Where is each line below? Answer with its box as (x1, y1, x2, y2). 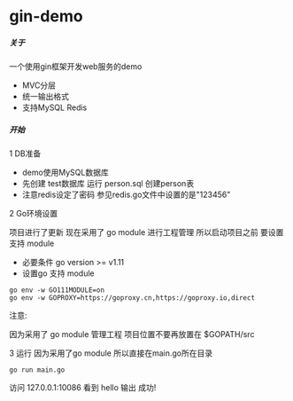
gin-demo (9, 6, 83, 27)
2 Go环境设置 (9, 208, 58, 219)
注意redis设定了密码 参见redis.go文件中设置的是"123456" (21, 189, 231, 200)
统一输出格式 (21, 91, 69, 102)
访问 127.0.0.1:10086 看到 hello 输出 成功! (9, 382, 157, 393)
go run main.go (9, 366, 66, 374)
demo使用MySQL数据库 (21, 167, 109, 178)
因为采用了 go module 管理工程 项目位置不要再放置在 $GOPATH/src (9, 329, 255, 340)
